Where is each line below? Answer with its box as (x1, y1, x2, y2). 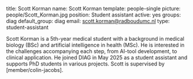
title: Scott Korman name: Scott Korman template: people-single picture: (6, 5, 181, 12)
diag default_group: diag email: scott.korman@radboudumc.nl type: (6, 18, 170, 24)
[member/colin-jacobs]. (6, 67, 64, 73)
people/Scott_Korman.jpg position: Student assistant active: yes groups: (6, 11, 181, 18)
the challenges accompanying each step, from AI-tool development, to (6, 48, 178, 55)
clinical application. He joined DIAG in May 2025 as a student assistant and (6, 54, 188, 61)
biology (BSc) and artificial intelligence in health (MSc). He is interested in (6, 41, 185, 48)
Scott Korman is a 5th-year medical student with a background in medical (6, 35, 184, 42)
